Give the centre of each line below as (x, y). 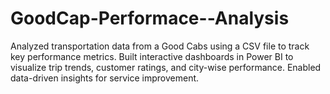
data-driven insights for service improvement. (105, 78)
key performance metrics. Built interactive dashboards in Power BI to (152, 56)
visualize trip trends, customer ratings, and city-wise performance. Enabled (166, 67)
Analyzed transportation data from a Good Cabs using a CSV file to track (160, 46)
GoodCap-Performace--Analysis (150, 18)
